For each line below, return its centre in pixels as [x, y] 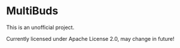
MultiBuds [32, 11]
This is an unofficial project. [40, 27]
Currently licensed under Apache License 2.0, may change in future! [90, 39]
